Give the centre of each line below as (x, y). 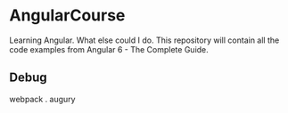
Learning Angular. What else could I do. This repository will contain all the (144, 40)
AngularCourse (67, 16)
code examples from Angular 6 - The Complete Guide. (109, 49)
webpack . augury (42, 99)
